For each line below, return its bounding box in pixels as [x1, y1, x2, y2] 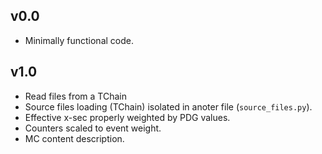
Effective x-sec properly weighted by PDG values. [24, 111, 231, 123]
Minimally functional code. [24, 34, 134, 46]
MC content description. [24, 132, 125, 144]
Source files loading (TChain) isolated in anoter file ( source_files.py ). [24, 100, 313, 113]
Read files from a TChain [24, 90, 127, 102]
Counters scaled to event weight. [24, 122, 162, 134]
